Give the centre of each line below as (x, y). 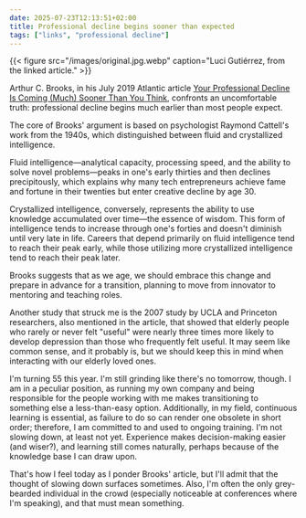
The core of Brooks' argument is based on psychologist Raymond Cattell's (149, 125)
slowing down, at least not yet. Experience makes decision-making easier (148, 437)
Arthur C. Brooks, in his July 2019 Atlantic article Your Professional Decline (150, 89)
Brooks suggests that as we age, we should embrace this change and (140, 276)
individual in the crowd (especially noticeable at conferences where (170, 493)
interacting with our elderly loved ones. (83, 361)
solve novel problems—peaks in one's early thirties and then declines (140, 172)
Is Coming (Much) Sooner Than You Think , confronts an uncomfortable (143, 98)
